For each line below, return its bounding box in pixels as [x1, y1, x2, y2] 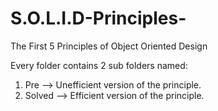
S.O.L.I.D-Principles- [10, 7, 187, 30]
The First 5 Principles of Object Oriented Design [10, 40, 208, 52]
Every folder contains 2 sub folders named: [10, 59, 188, 71]
